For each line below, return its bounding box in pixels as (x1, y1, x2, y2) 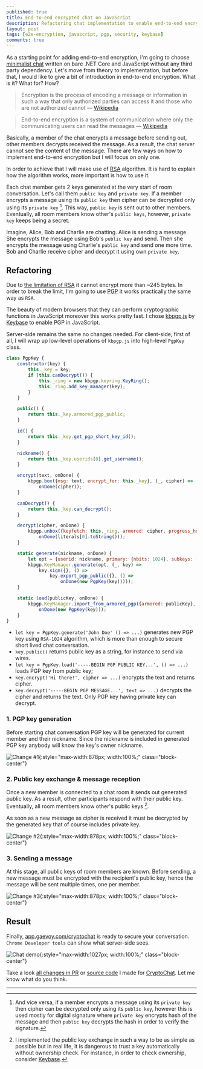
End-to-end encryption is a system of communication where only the (21, 116, 193, 123)
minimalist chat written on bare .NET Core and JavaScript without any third (6, 60, 192, 67)
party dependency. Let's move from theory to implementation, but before (6, 67, 188, 73)
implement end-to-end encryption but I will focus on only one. (6, 153, 161, 161)
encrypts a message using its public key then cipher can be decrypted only (6, 197, 195, 203)
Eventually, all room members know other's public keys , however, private (6, 210, 192, 217)
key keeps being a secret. (6, 217, 70, 224)
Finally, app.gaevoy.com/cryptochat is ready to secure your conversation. (6, 932, 190, 940)
